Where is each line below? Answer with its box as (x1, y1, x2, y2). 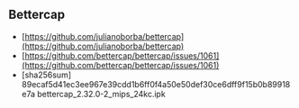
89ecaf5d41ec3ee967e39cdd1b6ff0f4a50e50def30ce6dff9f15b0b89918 (21, 78, 291, 89)
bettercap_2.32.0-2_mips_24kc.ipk (37, 88, 166, 99)
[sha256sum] (21, 69, 71, 80)
